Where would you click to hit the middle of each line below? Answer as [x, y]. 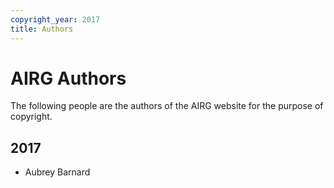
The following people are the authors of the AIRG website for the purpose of [167, 106]
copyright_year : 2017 [55, 19]
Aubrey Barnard [57, 172]
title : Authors [42, 29]
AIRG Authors [68, 78]
